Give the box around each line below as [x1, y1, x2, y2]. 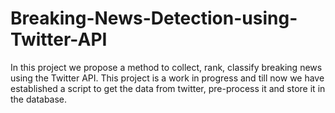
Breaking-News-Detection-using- [10, 7, 298, 30]
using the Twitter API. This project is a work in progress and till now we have [10, 72, 325, 84]
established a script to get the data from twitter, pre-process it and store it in [10, 82, 326, 94]
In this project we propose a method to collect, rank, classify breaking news [10, 61, 323, 73]
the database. [10, 93, 68, 105]
